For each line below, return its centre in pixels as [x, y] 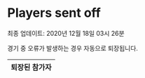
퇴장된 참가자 [31, 67]
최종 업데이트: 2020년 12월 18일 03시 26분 [66, 33]
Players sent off [54, 13]
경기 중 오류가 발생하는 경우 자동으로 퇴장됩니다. [73, 48]
